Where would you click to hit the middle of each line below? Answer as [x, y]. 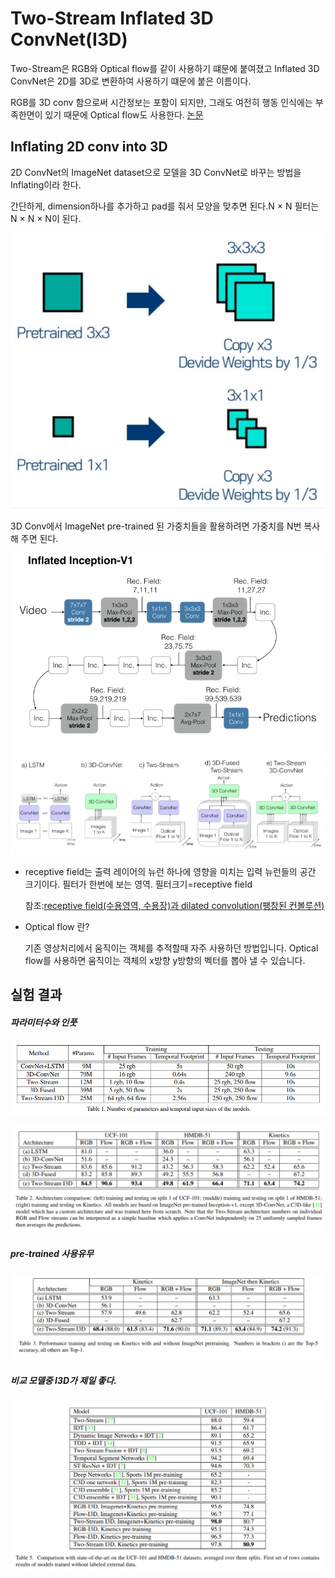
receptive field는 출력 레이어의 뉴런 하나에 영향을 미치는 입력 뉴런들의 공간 [170, 871]
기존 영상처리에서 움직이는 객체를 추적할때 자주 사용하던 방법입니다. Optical [171, 948]
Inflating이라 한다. [46, 184]
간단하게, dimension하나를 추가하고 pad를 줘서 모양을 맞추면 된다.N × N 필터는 [165, 206]
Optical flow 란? [57, 926]
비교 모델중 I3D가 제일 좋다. [63, 1380]
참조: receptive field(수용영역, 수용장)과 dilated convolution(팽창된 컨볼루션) [174, 905]
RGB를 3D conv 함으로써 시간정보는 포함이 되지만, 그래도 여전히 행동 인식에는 [161, 102]
